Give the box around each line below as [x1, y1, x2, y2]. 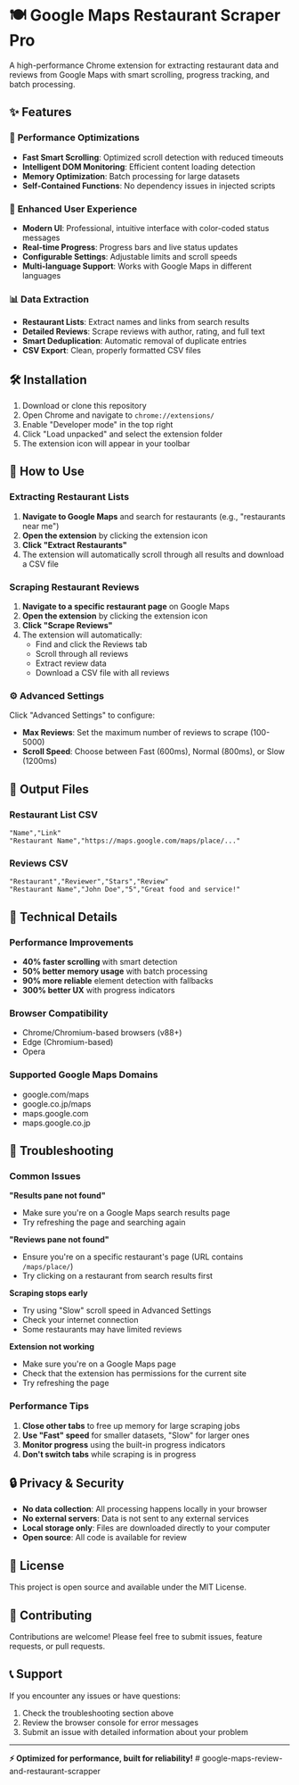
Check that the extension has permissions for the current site [21, 1368, 247, 1379]
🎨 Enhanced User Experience [9, 203, 138, 215]
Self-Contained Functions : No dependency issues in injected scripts [21, 180, 276, 191]
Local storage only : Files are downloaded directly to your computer [21, 1523, 271, 1533]
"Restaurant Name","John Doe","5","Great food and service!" [9, 885, 241, 894]
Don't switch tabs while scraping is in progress [21, 1449, 197, 1459]
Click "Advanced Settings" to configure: [9, 710, 156, 721]
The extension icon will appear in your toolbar [21, 438, 190, 449]
